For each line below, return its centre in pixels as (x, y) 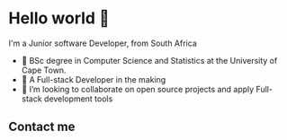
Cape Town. (44, 70)
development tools (78, 99)
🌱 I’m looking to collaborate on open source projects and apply (138, 89)
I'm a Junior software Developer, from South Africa (103, 43)
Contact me (42, 127)
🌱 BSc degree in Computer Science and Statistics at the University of (149, 60)
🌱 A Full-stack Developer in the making (94, 79)
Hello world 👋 (59, 18)
